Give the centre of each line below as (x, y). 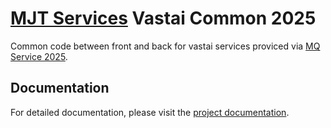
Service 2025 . (39, 56)
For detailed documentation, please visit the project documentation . (150, 112)
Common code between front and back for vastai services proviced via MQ (165, 46)
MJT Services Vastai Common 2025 (163, 18)
